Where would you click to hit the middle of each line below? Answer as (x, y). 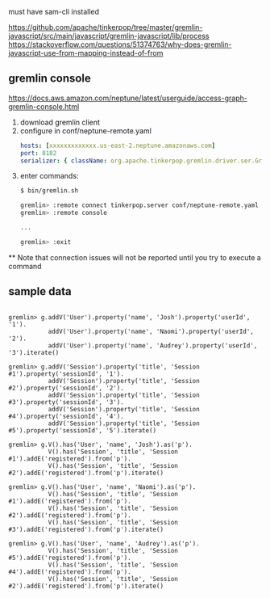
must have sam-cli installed (54, 12)
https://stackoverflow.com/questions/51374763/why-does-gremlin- (120, 44)
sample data (40, 291)
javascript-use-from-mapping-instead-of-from (86, 53)
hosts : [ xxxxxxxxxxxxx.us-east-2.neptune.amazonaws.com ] (118, 145)
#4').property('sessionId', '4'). (66, 416)
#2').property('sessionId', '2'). (66, 388)
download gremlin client (60, 122)
